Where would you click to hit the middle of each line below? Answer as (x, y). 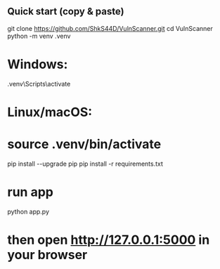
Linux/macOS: (50, 112)
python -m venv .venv (39, 36)
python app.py (28, 211)
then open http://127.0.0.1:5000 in (109, 240)
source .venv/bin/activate (84, 144)
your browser (47, 255)
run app (31, 192)
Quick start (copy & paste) (66, 12)
